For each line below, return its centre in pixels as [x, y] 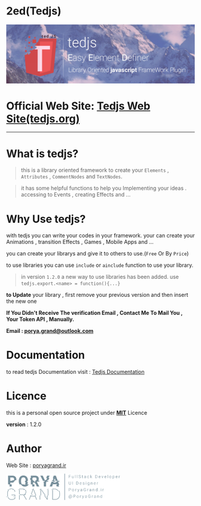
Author [24, 449]
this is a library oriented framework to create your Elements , [95, 170]
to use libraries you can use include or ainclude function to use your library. [100, 265]
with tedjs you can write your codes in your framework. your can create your [100, 236]
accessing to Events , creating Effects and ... [76, 195]
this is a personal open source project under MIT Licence [77, 413]
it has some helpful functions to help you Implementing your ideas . [104, 188]
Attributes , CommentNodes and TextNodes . [71, 177]
